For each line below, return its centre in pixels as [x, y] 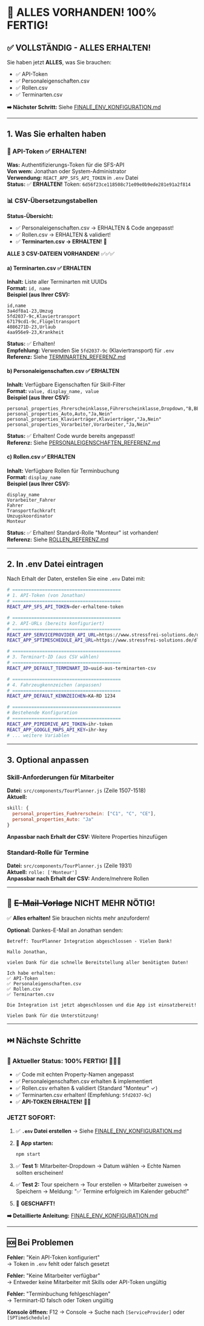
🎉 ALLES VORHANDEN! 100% [82, 12]
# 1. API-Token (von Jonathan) [46, 596]
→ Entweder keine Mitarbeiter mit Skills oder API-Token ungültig [87, 1282]
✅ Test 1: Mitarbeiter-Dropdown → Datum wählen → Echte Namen [98, 1166]
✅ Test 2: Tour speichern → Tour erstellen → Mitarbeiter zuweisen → [102, 1184]
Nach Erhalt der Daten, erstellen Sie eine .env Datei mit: [76, 579]
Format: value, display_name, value [53, 391]
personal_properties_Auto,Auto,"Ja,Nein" [60, 414]
